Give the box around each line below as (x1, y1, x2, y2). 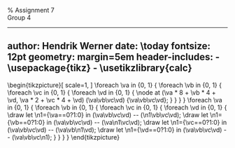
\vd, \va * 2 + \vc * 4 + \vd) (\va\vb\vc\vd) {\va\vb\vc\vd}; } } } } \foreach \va (7, 95, 222, 104)
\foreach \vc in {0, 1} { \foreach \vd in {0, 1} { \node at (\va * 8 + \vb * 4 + (7, 88, 217, 97)
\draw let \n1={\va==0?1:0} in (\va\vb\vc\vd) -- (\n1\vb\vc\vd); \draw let (7, 110, 208, 119)
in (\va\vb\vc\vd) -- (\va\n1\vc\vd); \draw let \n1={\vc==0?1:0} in (46, 118, 227, 126)
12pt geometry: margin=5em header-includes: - (7, 51, 220, 63)
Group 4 (7, 13, 31, 22)
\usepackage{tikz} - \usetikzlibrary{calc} (7, 62, 192, 74)
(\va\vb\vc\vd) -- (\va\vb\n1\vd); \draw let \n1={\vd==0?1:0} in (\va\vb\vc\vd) (7, 126, 222, 134)
